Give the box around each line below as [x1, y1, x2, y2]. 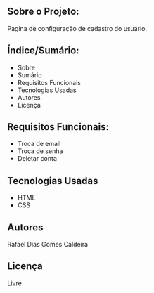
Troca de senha [17, 147, 63, 155]
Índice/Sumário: [7, 45, 79, 57]
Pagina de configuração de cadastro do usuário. [7, 24, 148, 32]
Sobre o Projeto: [7, 6, 79, 18]
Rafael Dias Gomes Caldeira [7, 240, 89, 249]
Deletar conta [17, 155, 58, 163]
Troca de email [17, 140, 61, 148]
